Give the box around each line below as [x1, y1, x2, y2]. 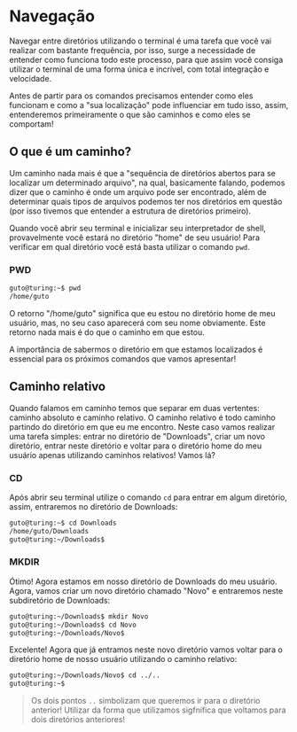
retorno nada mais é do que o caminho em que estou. [9, 326, 206, 338]
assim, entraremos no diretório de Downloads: [9, 501, 178, 511]
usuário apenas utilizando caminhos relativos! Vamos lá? [9, 449, 215, 460]
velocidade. [9, 73, 52, 83]
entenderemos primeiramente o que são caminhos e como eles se [9, 109, 251, 120]
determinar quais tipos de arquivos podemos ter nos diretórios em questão [9, 196, 283, 206]
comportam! [9, 118, 54, 129]
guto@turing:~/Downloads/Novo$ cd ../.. [9, 671, 161, 680]
